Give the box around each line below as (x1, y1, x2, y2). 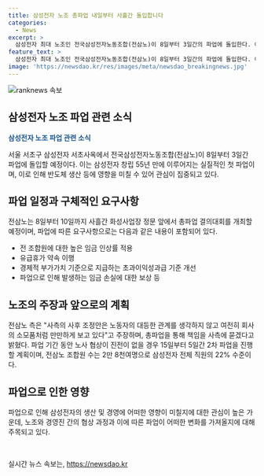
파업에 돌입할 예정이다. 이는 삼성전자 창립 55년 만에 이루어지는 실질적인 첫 (8, 159, 234, 169)
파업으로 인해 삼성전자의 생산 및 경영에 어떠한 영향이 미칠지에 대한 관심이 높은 (8, 408, 245, 417)
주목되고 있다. (8, 427, 51, 437)
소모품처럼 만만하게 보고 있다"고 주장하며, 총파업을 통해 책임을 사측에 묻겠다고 (16, 330, 255, 340)
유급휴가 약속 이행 (19, 253, 75, 263)
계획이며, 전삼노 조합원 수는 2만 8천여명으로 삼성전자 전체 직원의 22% (16, 350, 231, 360)
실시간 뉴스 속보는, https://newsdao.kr (8, 459, 128, 468)
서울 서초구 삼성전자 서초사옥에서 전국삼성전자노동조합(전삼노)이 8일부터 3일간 (8, 149, 249, 159)
